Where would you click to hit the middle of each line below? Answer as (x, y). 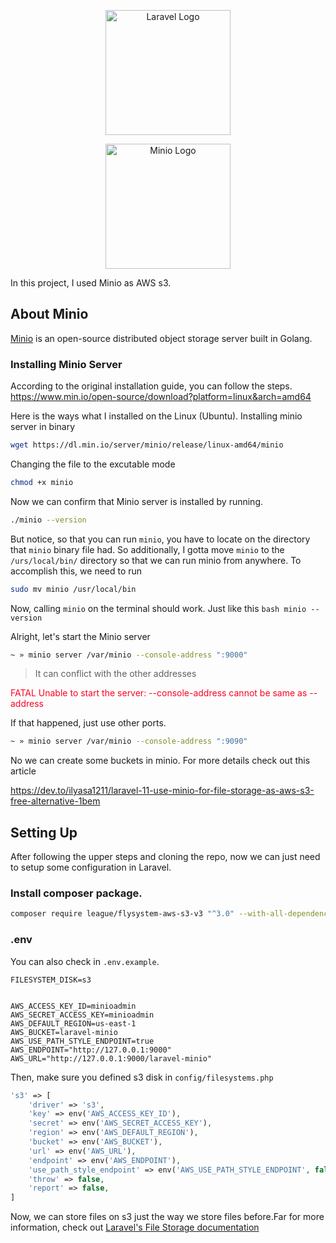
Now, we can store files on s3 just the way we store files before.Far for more (167, 1217)
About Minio (49, 314)
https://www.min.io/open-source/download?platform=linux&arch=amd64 (161, 397)
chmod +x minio (42, 482)
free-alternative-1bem (55, 801)
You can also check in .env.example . (85, 961)
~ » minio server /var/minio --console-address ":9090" (129, 741)
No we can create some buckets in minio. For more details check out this (160, 761)
